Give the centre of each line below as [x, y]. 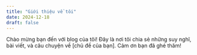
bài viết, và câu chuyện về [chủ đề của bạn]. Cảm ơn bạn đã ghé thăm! [94, 46]
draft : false [23, 22]
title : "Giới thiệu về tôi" [41, 12]
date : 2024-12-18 [28, 17]
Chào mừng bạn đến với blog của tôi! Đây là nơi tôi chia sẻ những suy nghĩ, [99, 40]
